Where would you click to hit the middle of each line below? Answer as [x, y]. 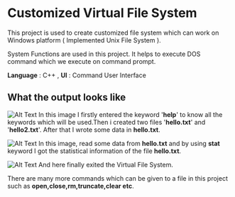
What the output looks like [67, 97]
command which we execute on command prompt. [82, 61]
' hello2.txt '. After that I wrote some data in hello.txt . [84, 130]
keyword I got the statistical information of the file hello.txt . [94, 151]
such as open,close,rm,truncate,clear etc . [71, 186]
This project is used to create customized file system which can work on [113, 33]
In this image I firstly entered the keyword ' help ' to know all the [131, 114]
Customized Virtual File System [102, 13]
